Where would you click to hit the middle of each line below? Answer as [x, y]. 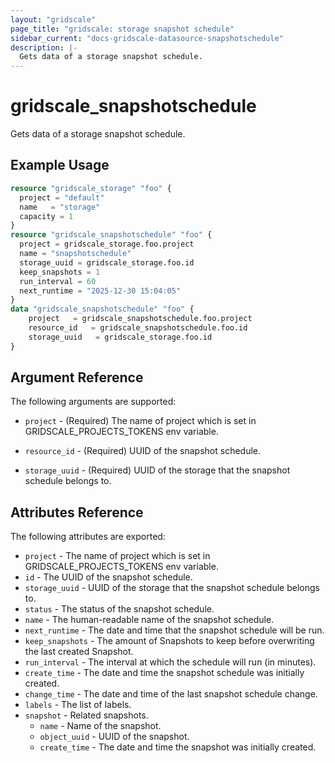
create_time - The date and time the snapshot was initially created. [178, 747]
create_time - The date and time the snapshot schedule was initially [164, 673]
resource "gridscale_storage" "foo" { [91, 188]
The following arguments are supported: [93, 402]
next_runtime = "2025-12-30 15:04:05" [100, 291]
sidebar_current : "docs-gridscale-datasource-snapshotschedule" [147, 38]
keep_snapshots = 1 [60, 272]
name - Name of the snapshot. [100, 726]
